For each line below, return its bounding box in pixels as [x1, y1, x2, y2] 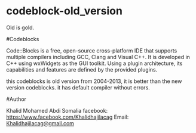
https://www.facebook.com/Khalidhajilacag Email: [6, 113, 129, 120]
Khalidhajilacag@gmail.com [6, 119, 75, 126]
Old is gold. [6, 24, 35, 31]
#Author [6, 95, 27, 103]
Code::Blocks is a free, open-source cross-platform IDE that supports [6, 47, 177, 54]
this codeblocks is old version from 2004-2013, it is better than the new [6, 78, 182, 85]
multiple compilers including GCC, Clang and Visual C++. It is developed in [6, 53, 190, 60]
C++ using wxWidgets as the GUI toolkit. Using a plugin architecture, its [6, 60, 183, 67]
